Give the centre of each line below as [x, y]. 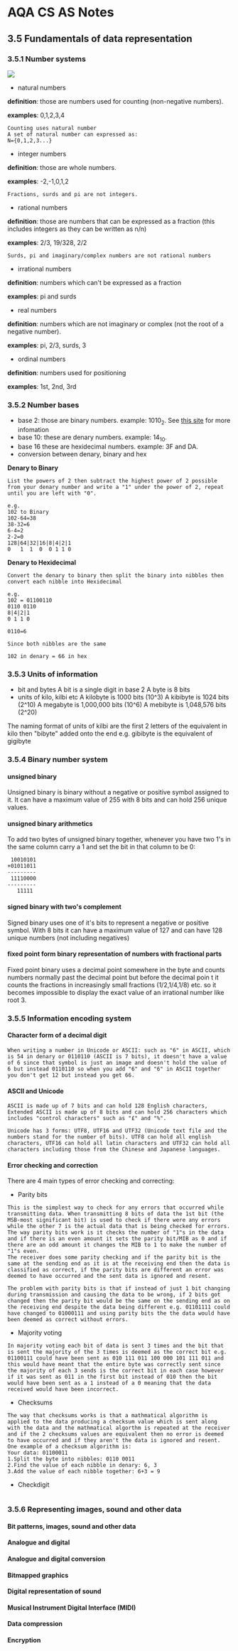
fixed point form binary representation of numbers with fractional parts [115, 954]
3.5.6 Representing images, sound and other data [94, 1510]
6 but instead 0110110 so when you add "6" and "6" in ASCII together [114, 1069]
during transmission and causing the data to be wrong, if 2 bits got [114, 1295]
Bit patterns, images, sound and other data [72, 1526]
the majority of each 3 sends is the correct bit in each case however [115, 1371]
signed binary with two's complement [65, 906]
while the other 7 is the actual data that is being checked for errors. [119, 1227]
